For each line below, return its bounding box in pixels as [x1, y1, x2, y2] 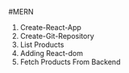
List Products [19, 40, 64, 49]
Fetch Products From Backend [19, 57, 121, 67]
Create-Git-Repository [19, 32, 94, 41]
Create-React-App [19, 23, 82, 32]
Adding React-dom [19, 49, 83, 58]
